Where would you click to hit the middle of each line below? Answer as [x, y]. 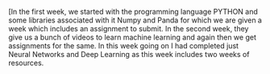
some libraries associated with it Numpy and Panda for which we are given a [135, 20]
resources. [26, 63]
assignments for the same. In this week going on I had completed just [124, 46]
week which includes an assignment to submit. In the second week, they [129, 29]
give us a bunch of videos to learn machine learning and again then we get [132, 37]
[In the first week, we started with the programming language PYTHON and [133, 12]
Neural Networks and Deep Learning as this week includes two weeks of [129, 54]
